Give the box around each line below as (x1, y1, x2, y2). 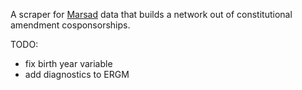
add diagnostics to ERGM (24, 69, 130, 80)
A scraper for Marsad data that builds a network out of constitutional (10, 9, 293, 20)
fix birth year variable (24, 58, 113, 69)
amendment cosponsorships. (10, 19, 131, 31)
